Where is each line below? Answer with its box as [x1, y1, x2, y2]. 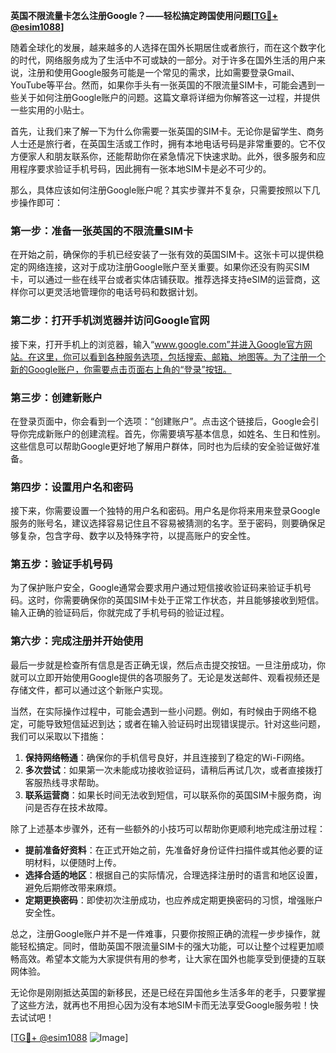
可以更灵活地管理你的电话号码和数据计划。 [27, 286, 203, 298]
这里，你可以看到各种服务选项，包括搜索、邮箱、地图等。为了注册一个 [36, 350, 326, 363]
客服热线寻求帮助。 [24, 776, 105, 788]
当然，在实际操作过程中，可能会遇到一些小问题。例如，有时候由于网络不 [10, 705, 308, 717]
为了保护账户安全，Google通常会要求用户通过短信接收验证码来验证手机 [10, 582, 303, 594]
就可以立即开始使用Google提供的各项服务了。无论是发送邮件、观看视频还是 [10, 671, 321, 683]
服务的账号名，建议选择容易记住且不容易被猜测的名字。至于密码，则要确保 [10, 517, 317, 529]
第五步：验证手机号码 [10, 557, 113, 571]
